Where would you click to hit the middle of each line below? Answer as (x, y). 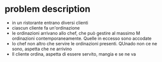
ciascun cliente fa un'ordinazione (46, 28)
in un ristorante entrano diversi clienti (50, 23)
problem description (47, 9)
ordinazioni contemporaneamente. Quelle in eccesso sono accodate (82, 38)
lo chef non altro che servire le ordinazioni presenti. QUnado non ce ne (84, 43)
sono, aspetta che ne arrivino (42, 49)
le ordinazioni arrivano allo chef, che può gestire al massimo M (76, 33)
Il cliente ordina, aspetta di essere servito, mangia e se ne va (74, 54)
